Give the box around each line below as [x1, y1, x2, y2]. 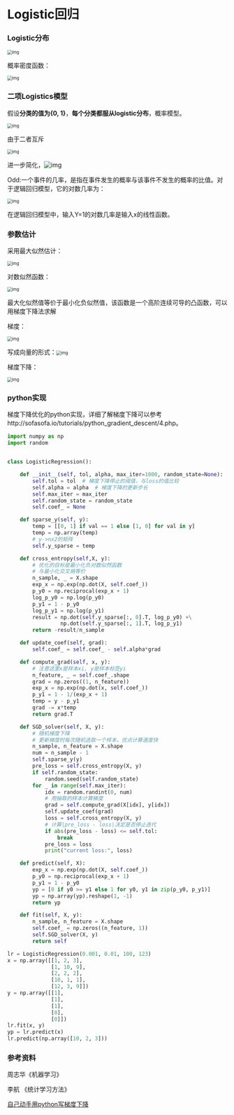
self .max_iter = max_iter [32, 490, 108, 498]
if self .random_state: [32, 769, 98, 776]
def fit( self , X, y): [20, 912, 82, 919]
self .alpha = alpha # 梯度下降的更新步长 [32, 484, 148, 491]
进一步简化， [7, 161, 44, 169]
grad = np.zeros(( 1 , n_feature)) [32, 678, 130, 685]
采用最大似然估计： [7, 247, 63, 255]
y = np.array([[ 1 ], [7, 989, 64, 996]
